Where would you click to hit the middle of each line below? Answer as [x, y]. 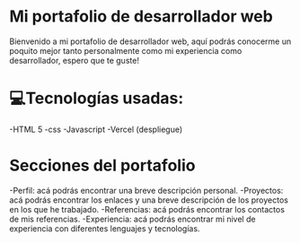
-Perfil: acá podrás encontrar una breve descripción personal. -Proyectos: [146, 190]
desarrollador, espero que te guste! [74, 60]
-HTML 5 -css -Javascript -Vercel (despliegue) [96, 129]
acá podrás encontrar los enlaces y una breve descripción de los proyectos [149, 200]
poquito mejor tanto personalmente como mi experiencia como [126, 50]
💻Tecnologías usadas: [97, 98]
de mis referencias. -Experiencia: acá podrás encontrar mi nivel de [132, 219]
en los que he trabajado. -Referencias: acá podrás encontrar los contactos [147, 209]
